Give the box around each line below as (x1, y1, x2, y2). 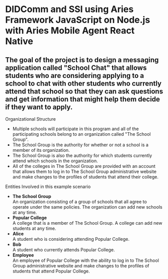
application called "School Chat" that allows (5, 63, 147, 72)
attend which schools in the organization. (12, 158, 98, 164)
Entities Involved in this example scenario (5, 183, 91, 190)
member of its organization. (12, 147, 70, 153)
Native (5, 36, 34, 47)
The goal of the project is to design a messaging (5, 55, 159, 64)
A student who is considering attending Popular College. (12, 236, 130, 242)
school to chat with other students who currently (5, 79, 162, 87)
